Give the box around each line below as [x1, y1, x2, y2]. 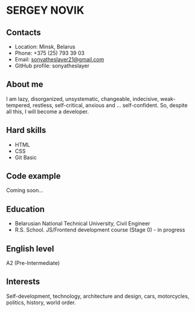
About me [6, 79, 43, 89]
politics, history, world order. [6, 299, 76, 306]
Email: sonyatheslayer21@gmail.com [14, 56, 105, 63]
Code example [6, 171, 61, 181]
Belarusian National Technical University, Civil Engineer [14, 220, 150, 227]
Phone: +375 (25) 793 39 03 [14, 50, 85, 57]
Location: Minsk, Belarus [14, 43, 76, 50]
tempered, [6, 101, 32, 109]
